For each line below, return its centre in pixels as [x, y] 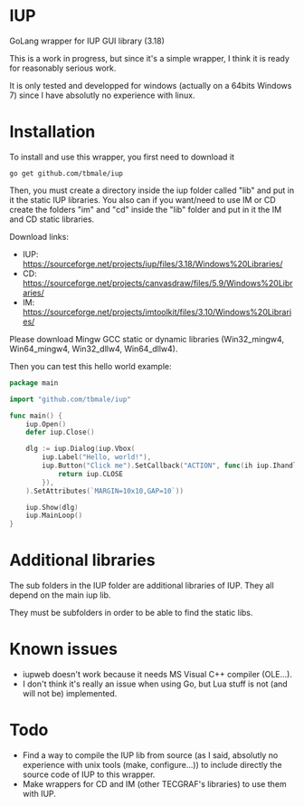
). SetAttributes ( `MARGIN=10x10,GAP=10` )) [104, 491]
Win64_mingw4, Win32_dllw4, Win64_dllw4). [94, 349]
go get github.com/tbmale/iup [66, 173]
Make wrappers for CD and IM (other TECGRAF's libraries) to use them [154, 783]
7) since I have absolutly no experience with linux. [102, 95]
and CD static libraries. [52, 219]
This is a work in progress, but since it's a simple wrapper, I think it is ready [149, 58]
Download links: [39, 236]
